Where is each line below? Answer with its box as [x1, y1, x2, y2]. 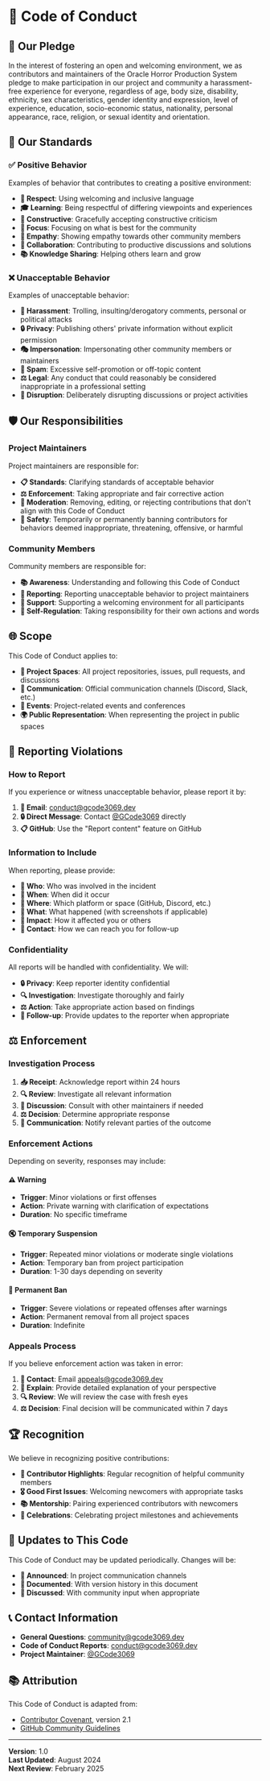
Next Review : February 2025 [8, 1764, 104, 1774]
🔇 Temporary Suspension [8, 1228, 98, 1238]
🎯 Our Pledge [8, 39, 76, 53]
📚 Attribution [8, 1674, 78, 1688]
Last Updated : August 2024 [8, 1755, 101, 1765]
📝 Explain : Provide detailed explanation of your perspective [19, 1382, 217, 1393]
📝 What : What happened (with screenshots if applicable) [19, 907, 208, 916]
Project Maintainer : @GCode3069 [19, 1650, 135, 1659]
